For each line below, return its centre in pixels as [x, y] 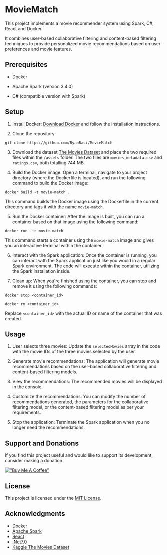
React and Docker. [24, 28]
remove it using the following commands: [55, 286]
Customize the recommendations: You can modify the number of [79, 397]
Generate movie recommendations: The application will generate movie [86, 361]
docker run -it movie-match [34, 231]
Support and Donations [42, 443]
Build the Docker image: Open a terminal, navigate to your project [80, 172]
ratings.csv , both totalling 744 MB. [49, 162]
